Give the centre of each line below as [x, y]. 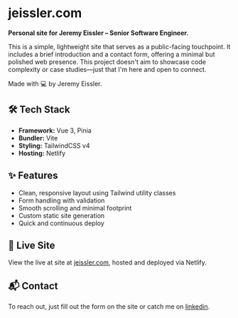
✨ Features [33, 176]
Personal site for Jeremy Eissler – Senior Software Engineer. [98, 33]
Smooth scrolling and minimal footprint [75, 207]
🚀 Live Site [32, 245]
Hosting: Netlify [42, 153]
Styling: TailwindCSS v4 [54, 145]
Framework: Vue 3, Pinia [55, 130]
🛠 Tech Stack [39, 109]
